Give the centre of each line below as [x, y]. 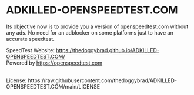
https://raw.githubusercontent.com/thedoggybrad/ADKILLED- [103, 80]
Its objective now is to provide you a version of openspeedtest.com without [97, 26]
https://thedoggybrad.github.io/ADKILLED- [108, 50]
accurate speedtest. [30, 39]
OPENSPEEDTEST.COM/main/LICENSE [53, 86]
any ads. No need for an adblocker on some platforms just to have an [90, 32]
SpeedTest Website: [30, 50]
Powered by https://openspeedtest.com [54, 63]
